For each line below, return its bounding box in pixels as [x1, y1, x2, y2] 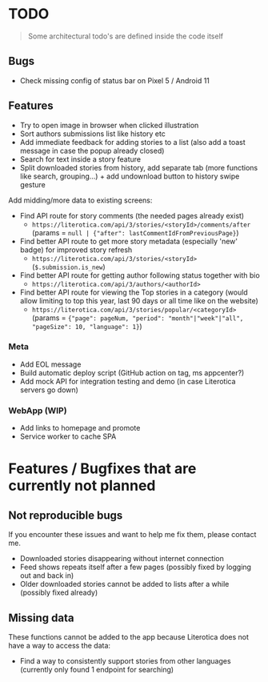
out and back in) [19, 571, 74, 580]
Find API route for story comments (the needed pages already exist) [19, 211, 245, 220]
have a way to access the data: [8, 640, 110, 650]
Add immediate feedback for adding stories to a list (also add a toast [19, 137, 246, 146]
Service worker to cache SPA [19, 431, 117, 441]
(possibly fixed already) [19, 588, 98, 597]
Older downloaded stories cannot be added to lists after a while [19, 580, 230, 589]
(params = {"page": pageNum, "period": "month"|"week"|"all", [31, 313, 244, 323]
